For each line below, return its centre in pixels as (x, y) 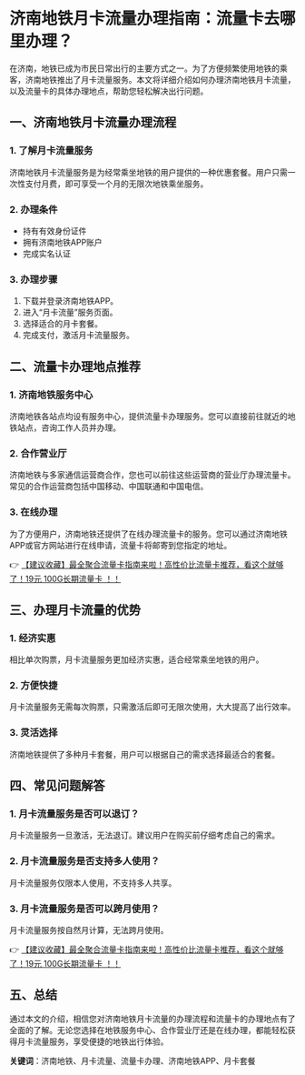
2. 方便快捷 (34, 686)
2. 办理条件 (34, 209)
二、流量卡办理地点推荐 (75, 366)
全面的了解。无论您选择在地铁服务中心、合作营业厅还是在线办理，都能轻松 (148, 1030)
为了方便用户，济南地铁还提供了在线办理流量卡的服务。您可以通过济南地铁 (148, 534)
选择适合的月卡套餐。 (62, 324)
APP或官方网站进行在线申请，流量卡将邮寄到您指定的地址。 (121, 545)
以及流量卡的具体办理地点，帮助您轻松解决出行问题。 (109, 91)
